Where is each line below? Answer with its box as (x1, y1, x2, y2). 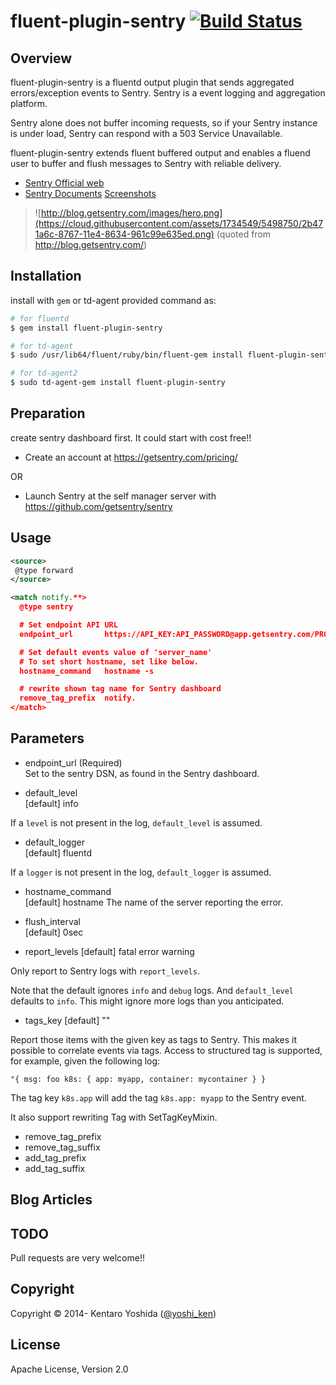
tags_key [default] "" (24, 1014, 111, 1026)
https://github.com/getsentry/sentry (24, 500, 173, 512)
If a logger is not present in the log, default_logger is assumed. (10, 866, 272, 878)
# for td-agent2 (10, 368, 78, 379)
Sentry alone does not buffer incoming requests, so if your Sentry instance (10, 117, 318, 129)
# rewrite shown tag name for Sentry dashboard (19, 684, 222, 694)
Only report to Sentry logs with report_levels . (10, 965, 200, 977)
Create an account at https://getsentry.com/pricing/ (24, 451, 238, 463)
